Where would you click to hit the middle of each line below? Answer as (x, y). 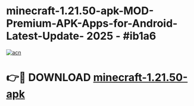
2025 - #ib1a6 (121, 36)
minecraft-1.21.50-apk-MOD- (80, 11)
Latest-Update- (45, 36)
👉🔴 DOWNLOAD (48, 78)
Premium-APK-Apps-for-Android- (92, 23)
